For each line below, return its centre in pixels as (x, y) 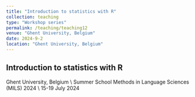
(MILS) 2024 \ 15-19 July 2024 (43, 88)
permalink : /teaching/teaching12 (47, 28)
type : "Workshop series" (36, 22)
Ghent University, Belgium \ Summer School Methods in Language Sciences (97, 82)
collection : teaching (32, 17)
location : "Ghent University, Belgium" (55, 44)
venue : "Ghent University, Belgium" (51, 33)
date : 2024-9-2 (25, 39)
